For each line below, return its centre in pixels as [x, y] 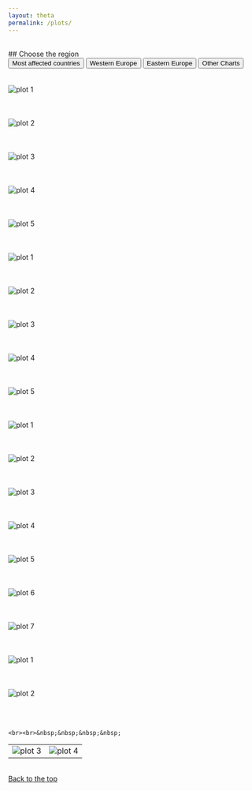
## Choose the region [44, 54]
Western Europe [113, 63]
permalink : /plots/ [40, 23]
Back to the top [33, 778]
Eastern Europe [170, 63]
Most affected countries [46, 63]
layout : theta [31, 15]
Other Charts [221, 63]
